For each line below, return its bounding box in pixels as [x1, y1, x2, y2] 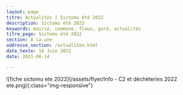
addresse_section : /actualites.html [6, 43, 98, 49]
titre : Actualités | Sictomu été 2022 [6, 14, 104, 20]
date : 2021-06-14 [6, 54, 50, 60]
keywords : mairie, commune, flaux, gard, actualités [6, 25, 141, 32]
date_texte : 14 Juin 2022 [6, 48, 71, 54]
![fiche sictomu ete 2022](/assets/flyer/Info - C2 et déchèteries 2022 [6, 75, 178, 82]
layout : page [6, 8, 39, 15]
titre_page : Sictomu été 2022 [6, 31, 82, 37]
